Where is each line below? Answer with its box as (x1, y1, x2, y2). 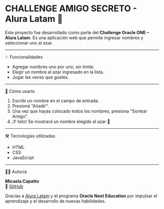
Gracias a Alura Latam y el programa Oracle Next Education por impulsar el (5, 193, 158, 199)
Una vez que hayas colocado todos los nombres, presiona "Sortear (12, 108, 147, 114)
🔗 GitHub (5, 183, 23, 189)
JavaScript (12, 155, 34, 161)
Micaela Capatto (5, 178, 40, 184)
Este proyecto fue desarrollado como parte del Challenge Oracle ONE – (5, 29, 149, 35)
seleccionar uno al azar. (5, 40, 53, 46)
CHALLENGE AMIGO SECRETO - (5, 3, 137, 14)
